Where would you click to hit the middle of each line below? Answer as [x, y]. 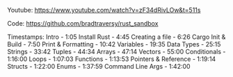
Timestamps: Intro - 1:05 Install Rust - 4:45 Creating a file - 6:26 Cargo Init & [116, 37]
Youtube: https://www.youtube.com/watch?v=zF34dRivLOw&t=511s [104, 10]
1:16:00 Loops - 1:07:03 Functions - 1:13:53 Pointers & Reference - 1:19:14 [112, 59]
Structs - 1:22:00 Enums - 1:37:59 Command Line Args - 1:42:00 [99, 66]
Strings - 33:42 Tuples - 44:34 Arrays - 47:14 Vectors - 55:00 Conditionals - [116, 52]
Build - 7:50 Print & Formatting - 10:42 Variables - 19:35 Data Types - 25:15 [114, 44]
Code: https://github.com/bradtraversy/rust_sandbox [83, 23]
